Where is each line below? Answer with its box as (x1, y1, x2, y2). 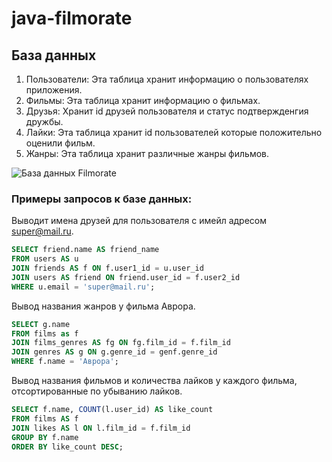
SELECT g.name (11, 319, 71, 329)
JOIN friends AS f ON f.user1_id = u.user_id (11, 263, 204, 274)
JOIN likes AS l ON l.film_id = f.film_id (11, 423, 191, 433)
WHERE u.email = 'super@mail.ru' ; (11, 282, 156, 292)
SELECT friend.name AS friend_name (11, 245, 160, 255)
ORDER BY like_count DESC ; (11, 442, 124, 452)
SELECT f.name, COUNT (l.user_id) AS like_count (11, 405, 214, 415)
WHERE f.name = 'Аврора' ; (11, 357, 119, 367)
